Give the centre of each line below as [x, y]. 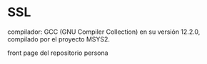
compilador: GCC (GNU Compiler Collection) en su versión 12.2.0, [104, 32]
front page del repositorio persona [58, 53]
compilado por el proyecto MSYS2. [59, 39]
